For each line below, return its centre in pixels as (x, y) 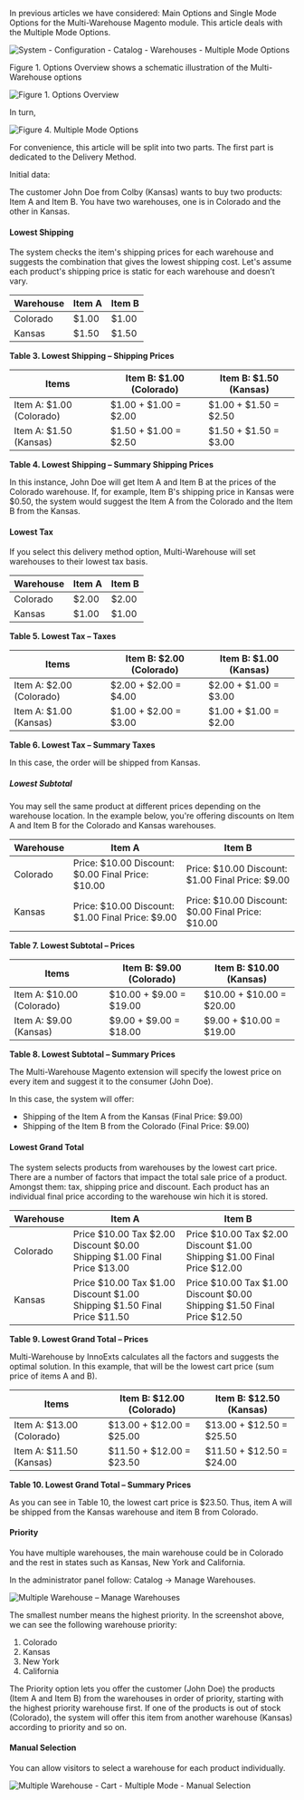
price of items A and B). (53, 1376)
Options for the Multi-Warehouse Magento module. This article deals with (146, 23)
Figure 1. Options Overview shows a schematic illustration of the (129, 68)
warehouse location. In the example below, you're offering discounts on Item (152, 816)
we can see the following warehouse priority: (94, 1624)
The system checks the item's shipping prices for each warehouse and (142, 252)
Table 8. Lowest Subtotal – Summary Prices (93, 1054)
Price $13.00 (101, 1268)
